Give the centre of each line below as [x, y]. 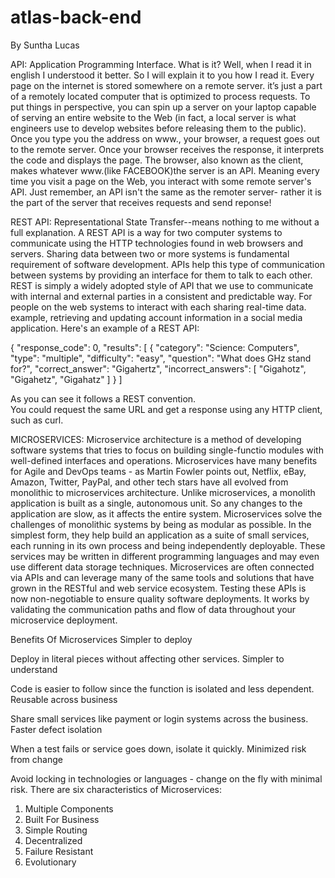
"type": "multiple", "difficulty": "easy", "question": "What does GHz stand [161, 358]
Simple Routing [56, 830]
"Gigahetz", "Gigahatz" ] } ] [66, 379]
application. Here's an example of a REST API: [105, 328]
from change [36, 759]
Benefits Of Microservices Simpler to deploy [101, 639]
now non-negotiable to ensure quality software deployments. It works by [160, 598]
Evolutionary [50, 862]
